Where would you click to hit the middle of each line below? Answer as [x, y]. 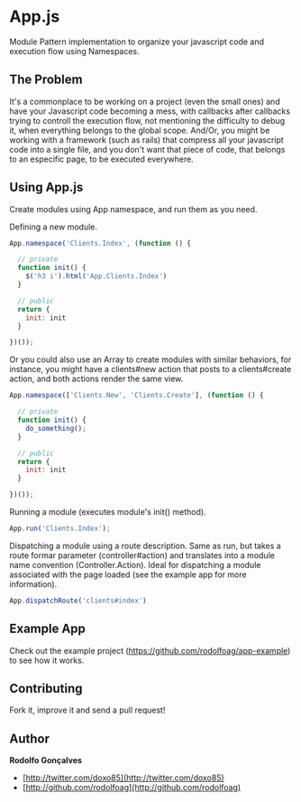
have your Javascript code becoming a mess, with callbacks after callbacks [150, 111]
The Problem [46, 80]
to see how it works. [47, 660]
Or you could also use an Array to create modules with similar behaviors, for [150, 359]
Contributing [46, 689]
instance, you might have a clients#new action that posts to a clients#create [150, 369]
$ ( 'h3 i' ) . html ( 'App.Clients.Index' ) [96, 276]
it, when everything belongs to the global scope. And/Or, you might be [140, 130]
